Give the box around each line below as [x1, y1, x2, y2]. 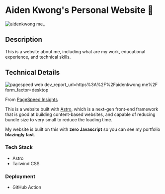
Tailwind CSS [12, 160, 40, 166]
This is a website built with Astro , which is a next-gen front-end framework [5, 106, 159, 112]
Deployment [5, 173, 36, 180]
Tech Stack [5, 144, 33, 151]
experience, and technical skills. [5, 54, 71, 60]
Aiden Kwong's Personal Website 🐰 [5, 4, 154, 16]
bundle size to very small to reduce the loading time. [5, 116, 113, 122]
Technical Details [5, 68, 60, 77]
